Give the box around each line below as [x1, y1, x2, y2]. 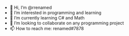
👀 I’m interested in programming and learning [9, 10, 102, 16]
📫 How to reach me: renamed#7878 [9, 26, 84, 31]
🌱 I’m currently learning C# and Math [9, 15, 85, 20]
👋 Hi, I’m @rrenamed [9, 5, 52, 10]
